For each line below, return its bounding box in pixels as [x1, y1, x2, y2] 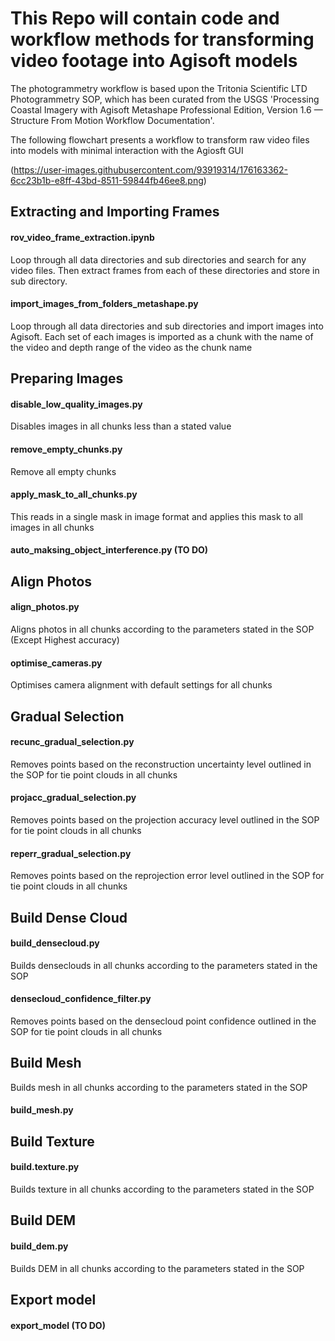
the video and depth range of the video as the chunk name [10, 341, 253, 353]
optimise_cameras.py [10, 657, 103, 669]
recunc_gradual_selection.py [10, 736, 135, 748]
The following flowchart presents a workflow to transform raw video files [10, 133, 310, 146]
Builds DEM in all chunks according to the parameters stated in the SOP [10, 1262, 305, 1274]
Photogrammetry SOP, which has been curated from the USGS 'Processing [10, 93, 320, 105]
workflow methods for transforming [10, 28, 315, 51]
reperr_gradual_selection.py [10, 847, 132, 859]
